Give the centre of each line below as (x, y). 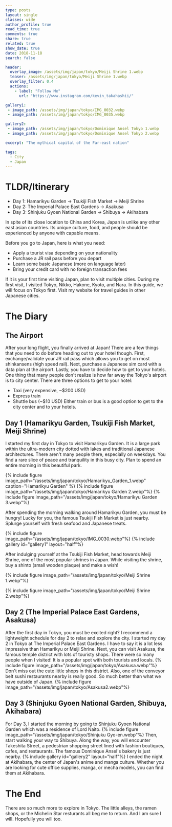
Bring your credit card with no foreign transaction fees (70, 269)
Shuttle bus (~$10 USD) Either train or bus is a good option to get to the (88, 401)
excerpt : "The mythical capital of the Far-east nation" (67, 143)
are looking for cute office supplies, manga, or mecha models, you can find (84, 767)
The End (23, 793)
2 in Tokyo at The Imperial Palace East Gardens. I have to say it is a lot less (84, 644)
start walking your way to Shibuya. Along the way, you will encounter (78, 740)
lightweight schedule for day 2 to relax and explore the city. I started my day (85, 638)
